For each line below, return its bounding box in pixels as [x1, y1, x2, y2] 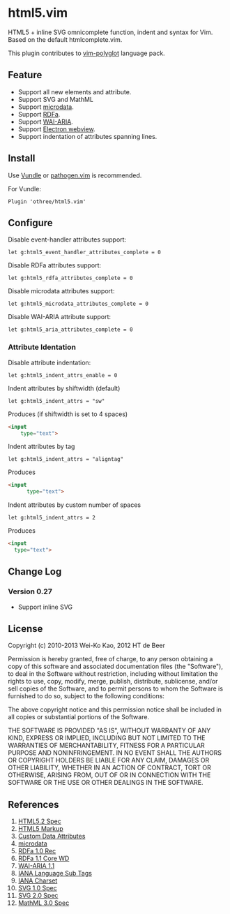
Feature [8, 69, 43, 81]
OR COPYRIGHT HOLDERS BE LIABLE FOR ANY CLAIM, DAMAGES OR [8, 756, 210, 765]
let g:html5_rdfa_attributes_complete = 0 [8, 274, 133, 282]
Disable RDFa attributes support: [8, 261, 102, 270]
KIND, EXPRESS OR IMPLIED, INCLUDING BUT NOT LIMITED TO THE [8, 734, 206, 742]
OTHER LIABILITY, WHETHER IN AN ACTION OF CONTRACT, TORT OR [8, 763, 211, 772]
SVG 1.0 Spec [17, 884, 58, 892]
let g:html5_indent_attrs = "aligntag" [8, 456, 124, 463]
